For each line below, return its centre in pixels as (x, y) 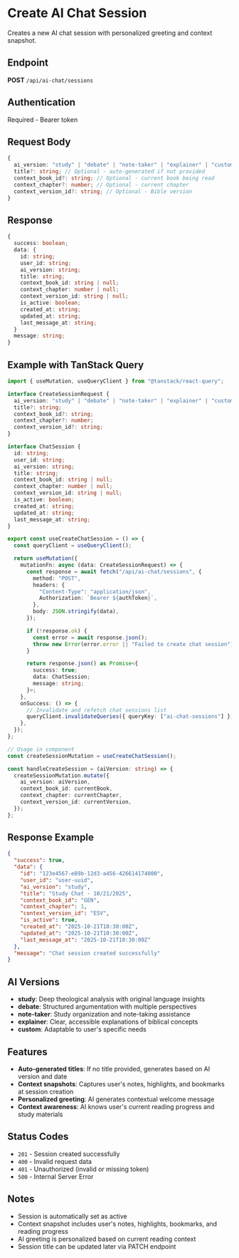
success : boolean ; (41, 244)
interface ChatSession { (44, 447)
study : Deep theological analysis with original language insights (111, 999)
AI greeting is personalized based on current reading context (107, 1239)
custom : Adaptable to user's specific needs (82, 1029)
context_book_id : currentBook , (67, 789)
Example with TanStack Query (76, 365)
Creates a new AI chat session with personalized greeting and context (110, 33)
